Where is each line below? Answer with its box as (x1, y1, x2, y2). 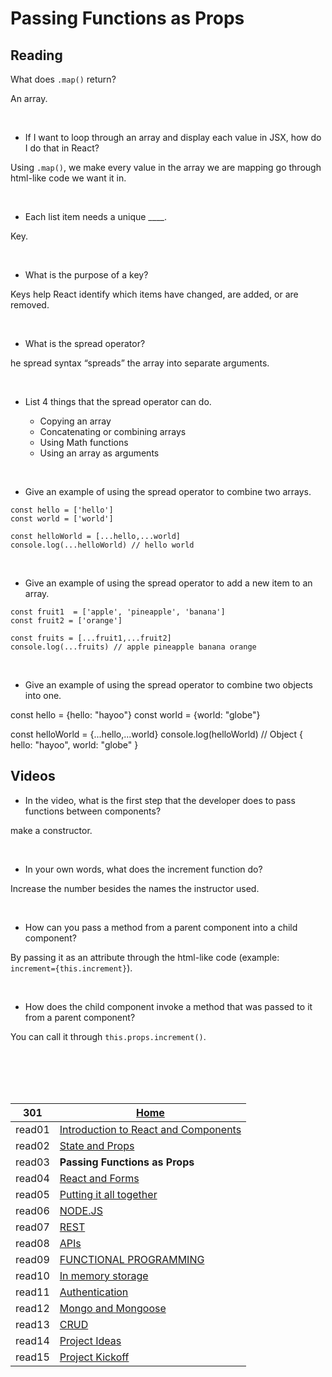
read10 (15, 1268, 50, 1282)
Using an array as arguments (39, 447, 160, 459)
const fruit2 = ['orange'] (10, 616, 123, 626)
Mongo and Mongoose (59, 1301, 167, 1315)
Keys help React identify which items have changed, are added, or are (10, 288, 299, 300)
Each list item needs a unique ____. (24, 211, 167, 222)
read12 (15, 1301, 50, 1315)
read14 (15, 1333, 50, 1347)
